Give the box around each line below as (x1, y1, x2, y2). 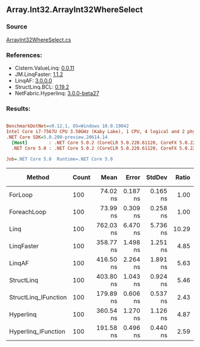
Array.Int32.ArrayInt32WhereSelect (6, 5, 143, 15)
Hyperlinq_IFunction (9, 327, 65, 335)
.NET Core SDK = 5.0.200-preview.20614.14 (6, 134, 108, 140)
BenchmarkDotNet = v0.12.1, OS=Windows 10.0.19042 (6, 123, 129, 130)
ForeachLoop (9, 207, 46, 216)
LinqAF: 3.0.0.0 (14, 77, 52, 84)
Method (26, 173, 49, 181)
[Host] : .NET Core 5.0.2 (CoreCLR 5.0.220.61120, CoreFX (11, 140, 177, 146)
